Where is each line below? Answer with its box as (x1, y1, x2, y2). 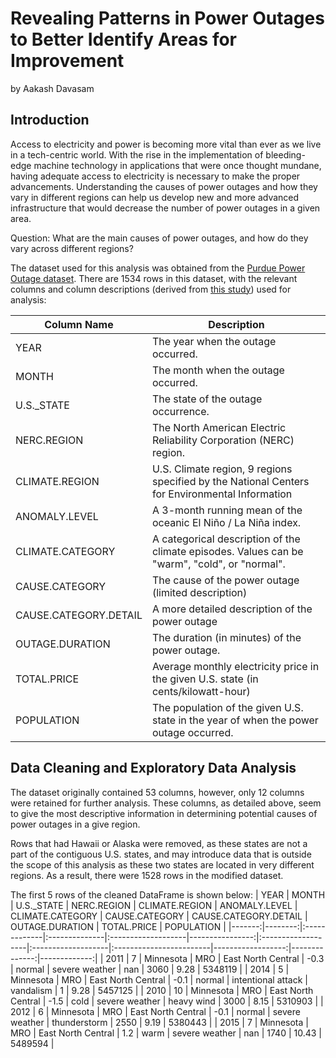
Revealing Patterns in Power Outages (10, 7, 325, 30)
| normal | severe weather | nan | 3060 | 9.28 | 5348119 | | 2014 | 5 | (10, 963, 290, 975)
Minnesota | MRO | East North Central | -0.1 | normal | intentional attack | (10, 973, 308, 986)
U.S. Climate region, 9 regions (151, 462, 293, 476)
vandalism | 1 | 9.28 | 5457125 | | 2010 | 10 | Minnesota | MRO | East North (10, 984, 314, 996)
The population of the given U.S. (151, 700, 304, 714)
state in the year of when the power (151, 713, 319, 727)
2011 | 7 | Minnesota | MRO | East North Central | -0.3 (105, 952, 325, 964)
